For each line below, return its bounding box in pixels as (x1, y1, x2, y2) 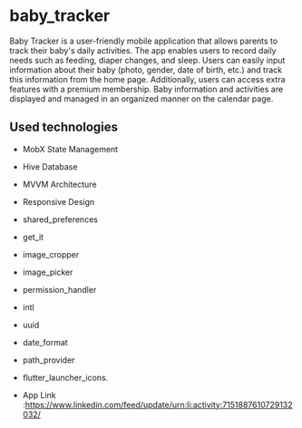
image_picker (22, 267, 73, 277)
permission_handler (22, 284, 97, 295)
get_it (22, 231, 44, 242)
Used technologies (9, 120, 119, 135)
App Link (22, 389, 56, 400)
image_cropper (22, 248, 80, 259)
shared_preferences (22, 214, 98, 225)
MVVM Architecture (22, 179, 97, 190)
